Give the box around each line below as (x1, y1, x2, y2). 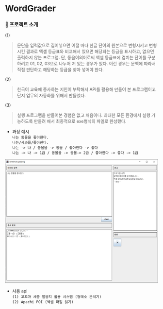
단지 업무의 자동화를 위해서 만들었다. (16, 93, 86, 99)
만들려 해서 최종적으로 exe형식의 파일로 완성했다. (33, 119, 127, 124)
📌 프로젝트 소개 (5, 21, 38, 28)
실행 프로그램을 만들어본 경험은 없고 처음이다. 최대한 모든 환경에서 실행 (16, 112, 150, 118)
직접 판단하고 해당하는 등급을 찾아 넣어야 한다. (16, 67, 104, 73)
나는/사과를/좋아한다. (12, 140, 49, 145)
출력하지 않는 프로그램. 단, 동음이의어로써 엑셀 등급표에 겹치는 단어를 (16, 54, 147, 61)
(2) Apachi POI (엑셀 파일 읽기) (12, 299, 74, 304)
